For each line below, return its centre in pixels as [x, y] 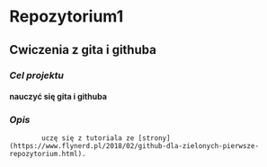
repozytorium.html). [48, 154]
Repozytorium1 [67, 17]
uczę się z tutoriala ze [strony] [106, 138]
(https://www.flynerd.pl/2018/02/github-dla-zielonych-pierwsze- [134, 146]
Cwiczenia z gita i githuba [83, 50]
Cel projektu [37, 75]
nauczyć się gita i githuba [58, 97]
